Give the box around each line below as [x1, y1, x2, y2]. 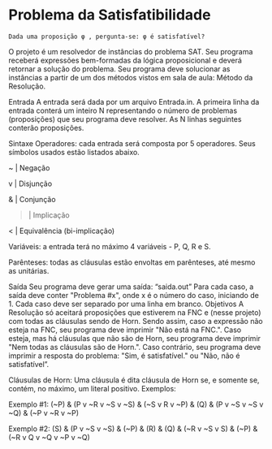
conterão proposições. [8, 123, 84, 132]
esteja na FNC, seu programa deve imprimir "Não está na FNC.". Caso [8, 325, 242, 335]
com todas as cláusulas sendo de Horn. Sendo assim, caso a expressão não [8, 316, 263, 326]
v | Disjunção [8, 179, 53, 188]
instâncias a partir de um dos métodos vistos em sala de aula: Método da [8, 72, 253, 82]
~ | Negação [8, 162, 50, 172]
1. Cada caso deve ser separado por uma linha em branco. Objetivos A [8, 299, 244, 309]
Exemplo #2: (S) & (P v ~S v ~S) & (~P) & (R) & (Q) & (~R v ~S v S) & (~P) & [8, 424, 258, 434]
